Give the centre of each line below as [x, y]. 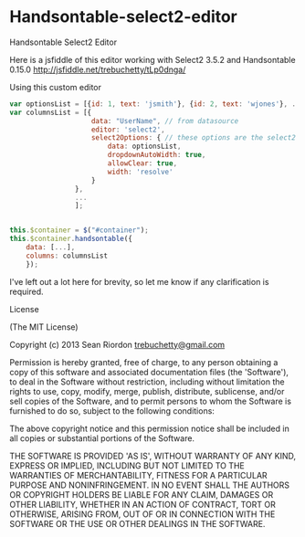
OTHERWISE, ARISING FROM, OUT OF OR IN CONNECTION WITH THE [142, 514]
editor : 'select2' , [128, 130]
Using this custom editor [56, 87]
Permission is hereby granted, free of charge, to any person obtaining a [144, 362]
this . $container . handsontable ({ [71, 239]
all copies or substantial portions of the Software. [102, 438]
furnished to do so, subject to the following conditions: [112, 411]
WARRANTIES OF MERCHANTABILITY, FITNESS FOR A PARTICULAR [138, 475]
